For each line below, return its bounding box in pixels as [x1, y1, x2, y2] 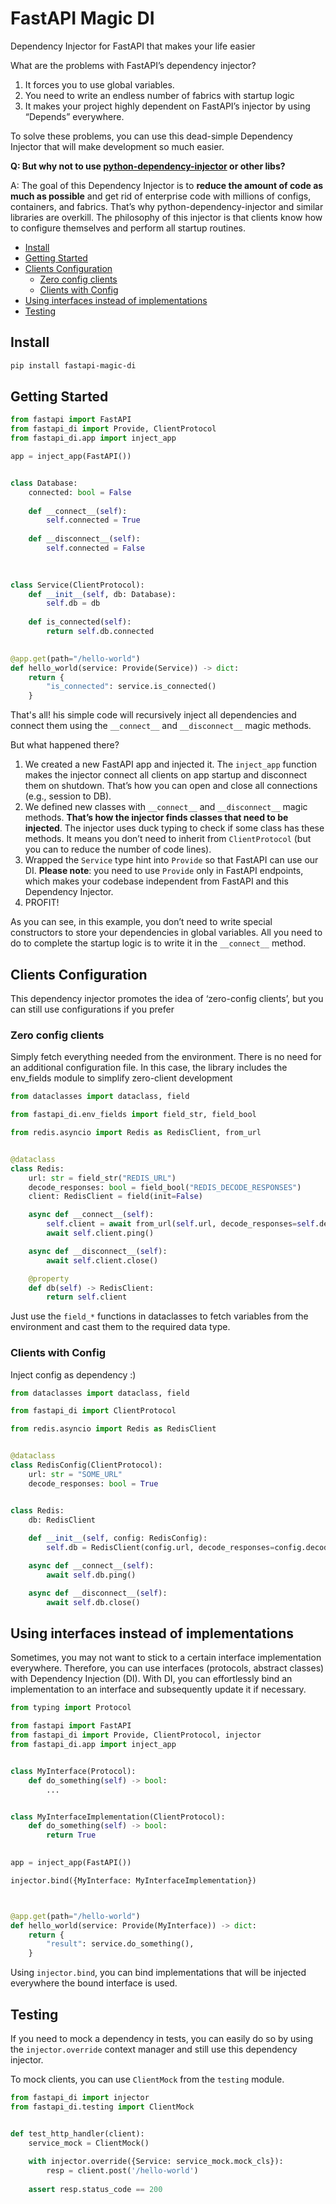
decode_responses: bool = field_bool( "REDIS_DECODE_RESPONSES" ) [28, 1182, 302, 1192]
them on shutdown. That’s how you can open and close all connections [24, 780, 318, 792]
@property [28, 1273, 70, 1284]
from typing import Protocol [10, 1703, 132, 1713]
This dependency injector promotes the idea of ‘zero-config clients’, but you [10, 993, 324, 1004]
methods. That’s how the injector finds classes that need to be [24, 812, 289, 824]
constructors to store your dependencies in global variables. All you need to [10, 927, 323, 939]
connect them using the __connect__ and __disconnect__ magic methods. [10, 720, 312, 732]
